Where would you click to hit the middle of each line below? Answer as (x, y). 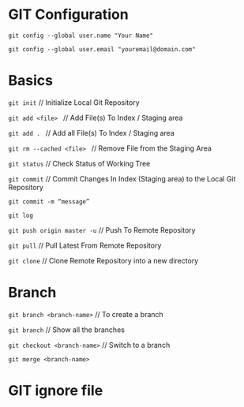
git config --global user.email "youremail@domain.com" (102, 49)
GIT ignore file (56, 390)
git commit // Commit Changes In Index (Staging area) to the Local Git (122, 178)
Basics (31, 81)
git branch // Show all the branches (66, 330)
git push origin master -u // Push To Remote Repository (102, 230)
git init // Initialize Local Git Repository (74, 102)
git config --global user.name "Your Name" (81, 35)
